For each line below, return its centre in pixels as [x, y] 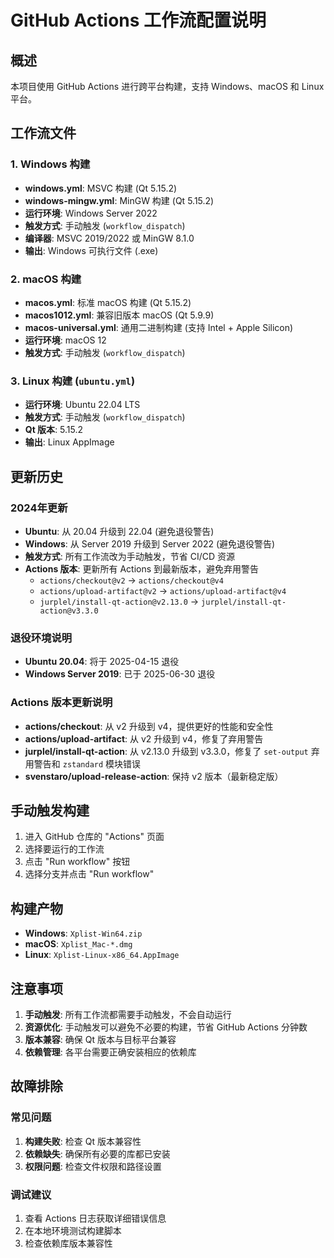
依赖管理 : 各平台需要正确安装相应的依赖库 [110, 1052]
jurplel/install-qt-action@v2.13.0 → [119, 601]
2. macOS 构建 [46, 279]
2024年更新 [39, 508]
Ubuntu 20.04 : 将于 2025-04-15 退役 [102, 662]
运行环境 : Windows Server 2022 [91, 213]
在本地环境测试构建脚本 [73, 1230]
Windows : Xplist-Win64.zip [83, 933]
